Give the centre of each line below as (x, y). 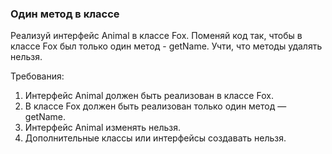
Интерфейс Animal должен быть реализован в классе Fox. (149, 96)
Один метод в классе (65, 14)
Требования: (37, 76)
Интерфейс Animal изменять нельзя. (102, 128)
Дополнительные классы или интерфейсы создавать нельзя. (155, 138)
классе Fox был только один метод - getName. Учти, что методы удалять (166, 46)
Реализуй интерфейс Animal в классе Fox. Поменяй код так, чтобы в (156, 36)
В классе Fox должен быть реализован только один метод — (155, 106)
